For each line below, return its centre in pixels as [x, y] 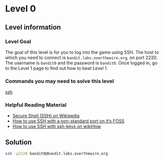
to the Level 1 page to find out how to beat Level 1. [57, 68]
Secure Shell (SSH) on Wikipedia [46, 116]
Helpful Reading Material [36, 105]
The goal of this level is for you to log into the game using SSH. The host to [82, 52]
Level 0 [21, 9]
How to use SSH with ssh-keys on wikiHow [57, 126]
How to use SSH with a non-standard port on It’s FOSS [68, 121]
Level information [33, 27]
